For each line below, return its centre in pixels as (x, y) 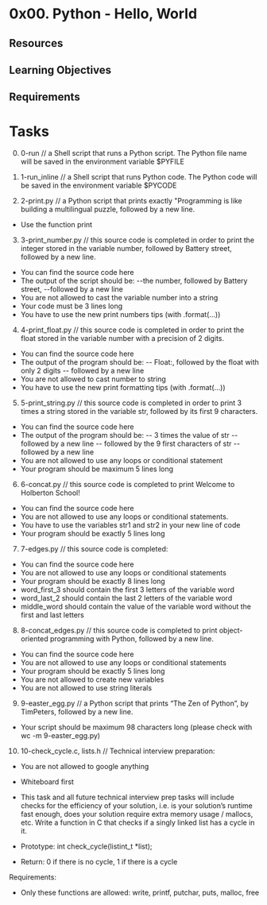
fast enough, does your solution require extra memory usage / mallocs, (137, 814)
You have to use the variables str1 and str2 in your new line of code (130, 525)
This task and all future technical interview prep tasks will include (128, 797)
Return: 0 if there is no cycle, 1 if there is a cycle (99, 862)
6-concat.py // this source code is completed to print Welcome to (128, 485)
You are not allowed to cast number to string (93, 379)
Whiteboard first (47, 782)
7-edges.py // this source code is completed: (94, 549)
